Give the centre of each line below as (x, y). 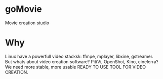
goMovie (23, 9)
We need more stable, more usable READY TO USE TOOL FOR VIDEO (76, 67)
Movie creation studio (27, 23)
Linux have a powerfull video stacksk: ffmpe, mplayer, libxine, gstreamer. (79, 56)
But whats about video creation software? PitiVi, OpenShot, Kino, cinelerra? (82, 61)
